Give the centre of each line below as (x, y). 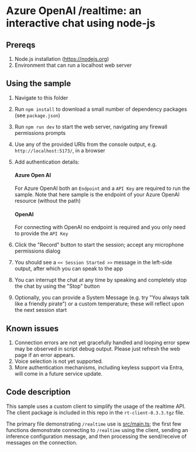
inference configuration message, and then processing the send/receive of (97, 436)
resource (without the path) (47, 201)
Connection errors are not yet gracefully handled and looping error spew (102, 343)
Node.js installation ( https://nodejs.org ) (62, 59)
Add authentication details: (47, 162)
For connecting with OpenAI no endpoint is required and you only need (100, 227)
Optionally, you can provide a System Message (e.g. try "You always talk (102, 298)
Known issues (32, 329)
